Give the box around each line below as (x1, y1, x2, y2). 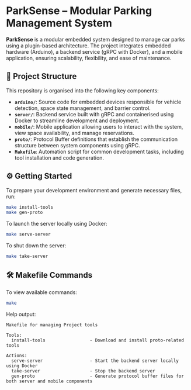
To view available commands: (6, 288, 77, 296)
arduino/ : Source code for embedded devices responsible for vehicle (14, 98, 182, 105)
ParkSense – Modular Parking (6, 4, 152, 18)
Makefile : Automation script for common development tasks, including (14, 148, 184, 155)
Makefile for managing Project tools (6, 322, 98, 328)
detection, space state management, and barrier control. (14, 104, 151, 112)
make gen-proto (6, 209, 43, 216)
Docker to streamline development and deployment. (14, 117, 140, 124)
